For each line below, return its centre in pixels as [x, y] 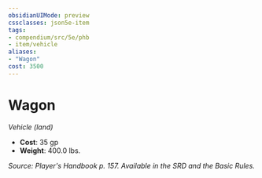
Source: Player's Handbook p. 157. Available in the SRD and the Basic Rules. [132, 165]
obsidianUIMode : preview [49, 15]
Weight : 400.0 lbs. [50, 151]
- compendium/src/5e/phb [49, 37]
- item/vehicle [33, 45]
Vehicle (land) [31, 127]
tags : [17, 30]
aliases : [22, 52]
